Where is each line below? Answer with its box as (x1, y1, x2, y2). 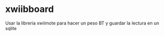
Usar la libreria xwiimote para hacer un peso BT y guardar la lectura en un (5, 20, 159, 26)
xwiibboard (5, 3, 54, 15)
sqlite (5, 25, 17, 31)
